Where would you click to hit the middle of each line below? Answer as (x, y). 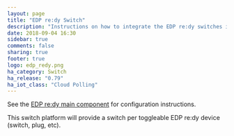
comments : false (31, 46)
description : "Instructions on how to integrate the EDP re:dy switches (115, 26)
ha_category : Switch (37, 71)
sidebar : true (28, 40)
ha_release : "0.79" (36, 78)
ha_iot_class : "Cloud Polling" (53, 85)
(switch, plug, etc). (34, 125)
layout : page (26, 14)
